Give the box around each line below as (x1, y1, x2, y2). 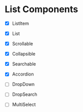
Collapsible (12, 51, 36, 57)
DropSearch (12, 91, 37, 97)
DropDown (12, 81, 35, 87)
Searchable (12, 61, 36, 67)
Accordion (12, 71, 34, 77)
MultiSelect (12, 101, 36, 107)
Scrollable (12, 41, 33, 47)
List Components (5, 4, 78, 15)
